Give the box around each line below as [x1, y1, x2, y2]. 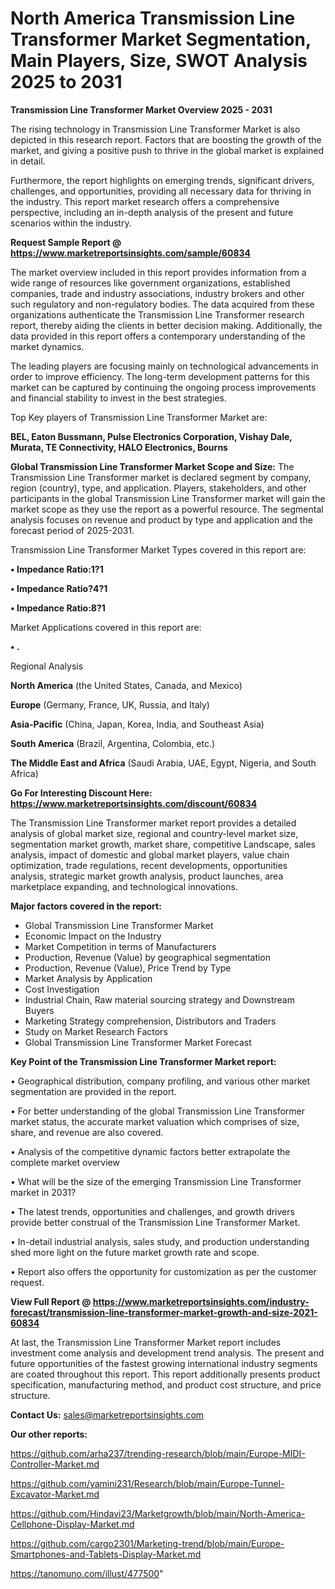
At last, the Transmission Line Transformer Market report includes [10, 1336, 282, 1348]
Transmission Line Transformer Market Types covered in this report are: [10, 543, 307, 556]
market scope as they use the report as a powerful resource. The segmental [10, 503, 324, 515]
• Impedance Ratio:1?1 [10, 563, 104, 575]
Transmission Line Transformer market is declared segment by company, [10, 471, 312, 483]
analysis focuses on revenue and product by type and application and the [10, 513, 313, 526]
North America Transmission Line [10, 7, 296, 30]
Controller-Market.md [10, 1458, 100, 1470]
